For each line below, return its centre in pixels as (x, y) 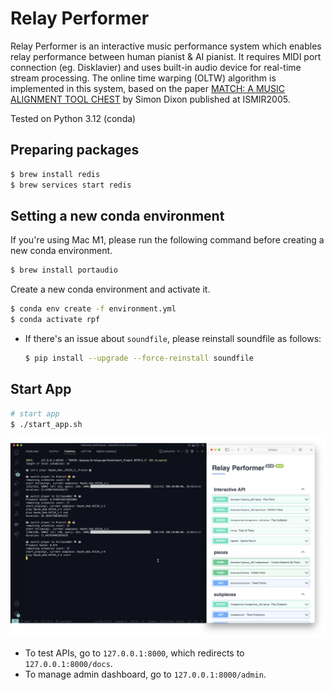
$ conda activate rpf (55, 320)
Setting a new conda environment (117, 215)
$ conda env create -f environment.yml (93, 309)
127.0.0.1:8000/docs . (68, 663)
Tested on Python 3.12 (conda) (73, 118)
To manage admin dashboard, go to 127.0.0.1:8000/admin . (145, 674)
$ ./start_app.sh (46, 424)
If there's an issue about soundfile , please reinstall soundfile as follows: (173, 338)
